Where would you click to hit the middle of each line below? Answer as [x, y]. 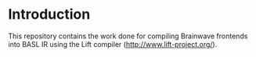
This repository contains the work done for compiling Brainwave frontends [128, 36]
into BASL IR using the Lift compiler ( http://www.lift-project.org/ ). [113, 44]
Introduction [49, 14]
